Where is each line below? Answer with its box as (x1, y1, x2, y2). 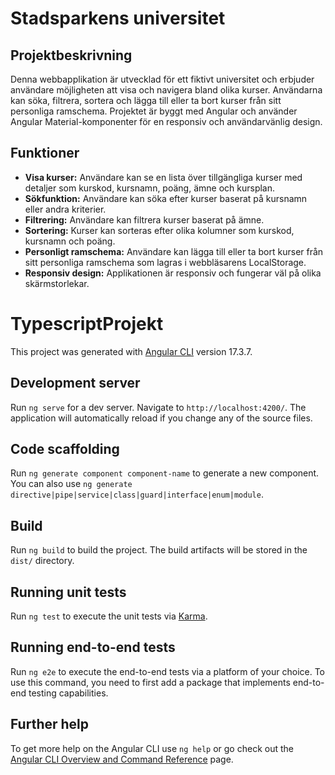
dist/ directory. (10, 555, 75, 567)
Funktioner (10, 145, 80, 162)
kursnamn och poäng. (24, 235, 116, 247)
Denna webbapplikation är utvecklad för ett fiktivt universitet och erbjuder (10, 73, 315, 85)
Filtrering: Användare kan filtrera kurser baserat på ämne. (24, 213, 265, 226)
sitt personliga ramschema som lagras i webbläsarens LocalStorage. (24, 256, 307, 268)
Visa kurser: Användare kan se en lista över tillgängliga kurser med (24, 171, 303, 183)
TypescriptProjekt (10, 313, 164, 335)
